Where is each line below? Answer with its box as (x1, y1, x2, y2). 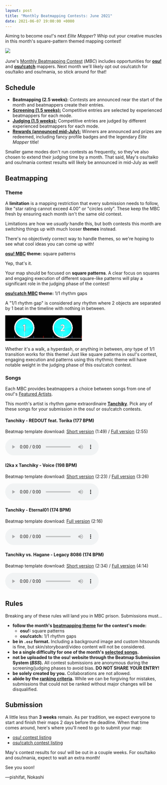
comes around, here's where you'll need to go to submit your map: (5, 724, 142, 730)
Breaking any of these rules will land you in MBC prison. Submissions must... (5, 612, 163, 618)
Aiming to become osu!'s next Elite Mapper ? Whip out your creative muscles (5, 33, 162, 39)
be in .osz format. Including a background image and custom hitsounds (12, 638, 160, 644)
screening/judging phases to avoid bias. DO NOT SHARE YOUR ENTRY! (12, 665, 160, 671)
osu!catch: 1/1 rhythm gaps (19, 633, 77, 639)
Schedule (5, 83, 36, 92)
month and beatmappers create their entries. (12, 102, 105, 108)
